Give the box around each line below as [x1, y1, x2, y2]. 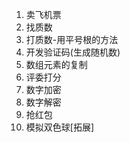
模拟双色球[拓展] [25, 121, 95, 133]
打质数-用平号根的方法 [25, 34, 119, 45]
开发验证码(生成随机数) [25, 46, 121, 58]
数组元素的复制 [25, 59, 88, 70]
